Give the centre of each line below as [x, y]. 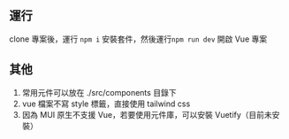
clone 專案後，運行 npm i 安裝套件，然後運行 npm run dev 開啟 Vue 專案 [138, 39]
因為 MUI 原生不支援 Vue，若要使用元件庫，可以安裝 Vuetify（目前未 [147, 114]
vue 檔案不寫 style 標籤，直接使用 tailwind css [106, 104]
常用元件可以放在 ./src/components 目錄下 [99, 92]
